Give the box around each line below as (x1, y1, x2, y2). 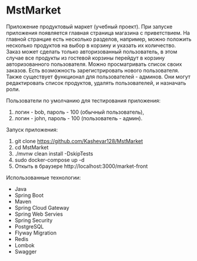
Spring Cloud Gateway (14, 204, 69, 211)
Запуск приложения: (6, 126, 58, 133)
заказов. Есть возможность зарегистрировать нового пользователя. (6, 67, 179, 74)
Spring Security (14, 216, 53, 224)
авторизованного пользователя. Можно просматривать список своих (6, 60, 182, 68)
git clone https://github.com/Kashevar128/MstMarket (14, 137, 143, 144)
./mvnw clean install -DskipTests (14, 150, 94, 157)
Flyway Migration (14, 229, 57, 236)
